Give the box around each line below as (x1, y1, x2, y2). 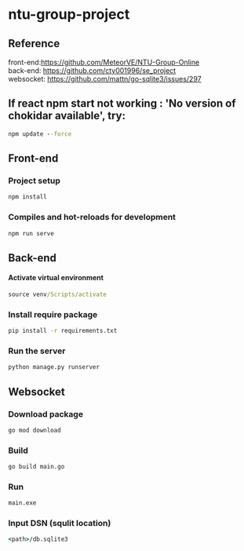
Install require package (8, 308, 98, 319)
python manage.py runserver (8, 363, 100, 371)
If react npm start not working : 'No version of (8, 97, 236, 111)
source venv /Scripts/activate (8, 290, 107, 299)
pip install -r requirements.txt (8, 327, 118, 335)
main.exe (8, 499, 37, 507)
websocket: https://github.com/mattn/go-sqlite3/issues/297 (8, 75, 202, 83)
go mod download (8, 426, 61, 434)
